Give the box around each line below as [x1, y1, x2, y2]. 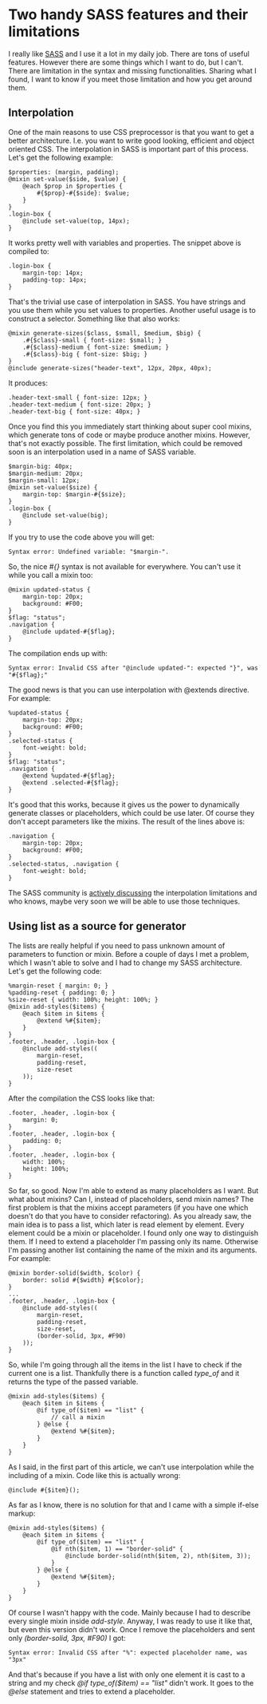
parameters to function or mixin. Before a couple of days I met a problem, [8, 949, 249, 959]
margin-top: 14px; [22, 269, 84, 277]
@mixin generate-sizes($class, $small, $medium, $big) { [8, 329, 202, 337]
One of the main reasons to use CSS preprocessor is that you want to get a [8, 127, 255, 136]
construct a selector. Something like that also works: [8, 314, 181, 323]
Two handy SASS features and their [8, 6, 249, 24]
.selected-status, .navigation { [8, 860, 120, 868]
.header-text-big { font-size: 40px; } [8, 407, 141, 416]
